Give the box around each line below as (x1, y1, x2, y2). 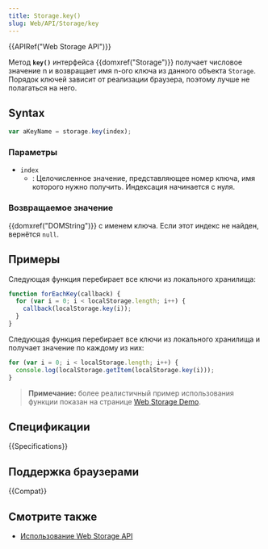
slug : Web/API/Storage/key (8, 19, 99, 27)
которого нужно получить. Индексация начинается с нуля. (31, 182, 236, 192)
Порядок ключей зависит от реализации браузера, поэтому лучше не (8, 74, 250, 84)
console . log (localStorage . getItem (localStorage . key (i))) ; (15, 366, 216, 374)
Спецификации (8, 420, 90, 434)
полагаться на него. (8, 82, 77, 93)
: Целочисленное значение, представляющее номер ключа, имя (31, 174, 256, 183)
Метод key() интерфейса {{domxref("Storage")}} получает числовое (8, 57, 243, 67)
